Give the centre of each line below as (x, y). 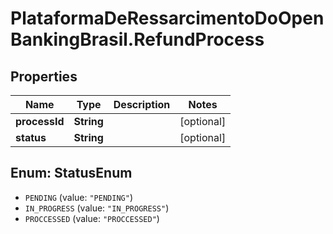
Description (142, 104)
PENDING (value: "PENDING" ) (78, 197)
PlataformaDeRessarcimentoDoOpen (167, 18)
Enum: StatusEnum (71, 173)
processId (40, 121)
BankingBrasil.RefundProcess (137, 39)
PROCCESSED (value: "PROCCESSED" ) (92, 218)
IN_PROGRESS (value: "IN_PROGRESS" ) (97, 208)
